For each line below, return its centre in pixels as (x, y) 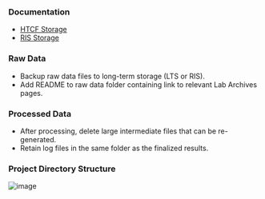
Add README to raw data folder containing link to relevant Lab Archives (139, 84)
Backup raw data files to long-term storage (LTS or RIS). (112, 76)
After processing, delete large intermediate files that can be (118, 131)
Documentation (39, 12)
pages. (31, 93)
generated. (38, 139)
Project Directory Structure (62, 169)
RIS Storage (40, 38)
